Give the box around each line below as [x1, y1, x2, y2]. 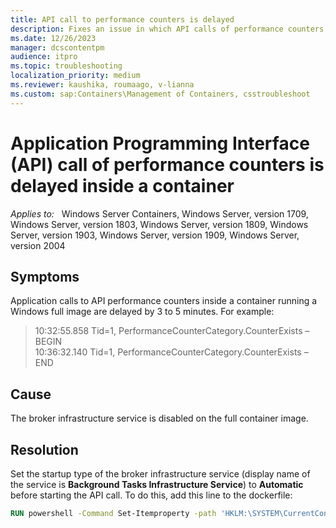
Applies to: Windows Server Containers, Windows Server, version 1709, [10, 207, 309, 220]
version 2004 [10, 239, 66, 251]
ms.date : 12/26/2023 [10, 33, 97, 43]
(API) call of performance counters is [10, 153, 325, 176]
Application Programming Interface [10, 132, 310, 155]
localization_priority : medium [10, 71, 141, 81]
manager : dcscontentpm [10, 42, 105, 53]
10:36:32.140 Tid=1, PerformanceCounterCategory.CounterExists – [34, 346, 309, 358]
